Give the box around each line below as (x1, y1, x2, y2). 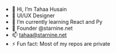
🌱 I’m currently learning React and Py (11, 18, 102, 25)
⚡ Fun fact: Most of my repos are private (11, 40, 111, 47)
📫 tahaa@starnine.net (11, 32, 67, 38)
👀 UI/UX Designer (11, 12, 55, 19)
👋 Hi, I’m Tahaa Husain (11, 6, 67, 13)
